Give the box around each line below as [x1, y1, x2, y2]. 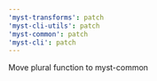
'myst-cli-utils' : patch [8, 21, 100, 30]
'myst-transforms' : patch [8, 12, 104, 22]
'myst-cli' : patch [8, 37, 76, 47]
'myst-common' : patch [8, 29, 89, 38]
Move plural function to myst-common [8, 62, 148, 73]
